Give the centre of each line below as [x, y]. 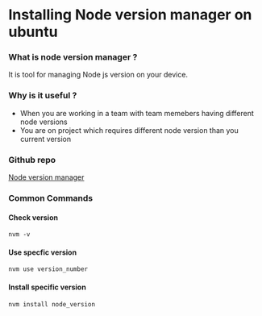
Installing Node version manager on [130, 15]
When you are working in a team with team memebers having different [137, 113]
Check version [33, 217]
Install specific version [47, 287]
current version [46, 139]
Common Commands [51, 198]
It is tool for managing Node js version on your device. [98, 75]
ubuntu [33, 32]
